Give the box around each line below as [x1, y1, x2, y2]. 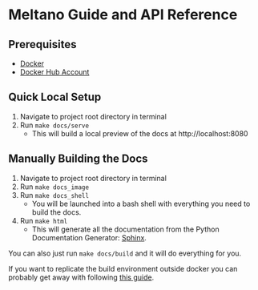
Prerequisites [8, 38, 77, 51]
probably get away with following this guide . [8, 272, 155, 282]
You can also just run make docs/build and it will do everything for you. [8, 248, 242, 258]
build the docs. [31, 207, 82, 217]
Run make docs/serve [19, 120, 90, 130]
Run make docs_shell [19, 190, 90, 199]
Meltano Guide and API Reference [8, 6, 238, 24]
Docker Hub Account [19, 67, 90, 77]
